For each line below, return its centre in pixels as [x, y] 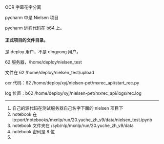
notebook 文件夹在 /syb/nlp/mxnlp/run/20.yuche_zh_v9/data [73, 125]
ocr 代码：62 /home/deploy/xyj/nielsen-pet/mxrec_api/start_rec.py [72, 83]
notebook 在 [25, 114]
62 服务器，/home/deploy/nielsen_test [43, 62]
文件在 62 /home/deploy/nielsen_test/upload [50, 73]
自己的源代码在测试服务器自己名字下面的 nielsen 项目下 [68, 108]
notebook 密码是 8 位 [33, 132]
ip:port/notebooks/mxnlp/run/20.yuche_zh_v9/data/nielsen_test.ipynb [82, 120]
